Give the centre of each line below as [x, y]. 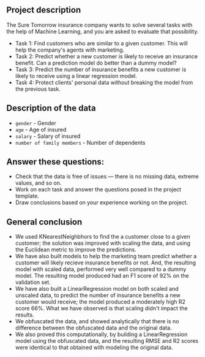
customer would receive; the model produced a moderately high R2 [100, 302]
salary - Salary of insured [48, 136]
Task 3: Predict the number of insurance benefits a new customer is [101, 69]
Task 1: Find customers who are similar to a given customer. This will [101, 43]
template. [27, 196]
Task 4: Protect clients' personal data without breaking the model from [104, 82]
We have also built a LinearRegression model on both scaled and [97, 289]
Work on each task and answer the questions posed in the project [98, 190]
